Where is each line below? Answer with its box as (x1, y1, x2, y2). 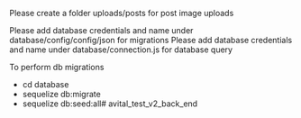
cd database (22, 79, 69, 89)
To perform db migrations (9, 62, 105, 72)
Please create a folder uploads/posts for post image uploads (9, 8, 234, 18)
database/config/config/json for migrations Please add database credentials (9, 35, 293, 45)
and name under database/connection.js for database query (9, 44, 233, 55)
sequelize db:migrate (22, 89, 101, 99)
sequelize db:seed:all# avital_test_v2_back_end (22, 98, 198, 109)
